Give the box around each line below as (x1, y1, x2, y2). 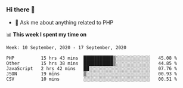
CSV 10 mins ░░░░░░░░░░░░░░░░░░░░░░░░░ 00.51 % (6, 76, 178, 83)
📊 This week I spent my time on (6, 31, 87, 38)
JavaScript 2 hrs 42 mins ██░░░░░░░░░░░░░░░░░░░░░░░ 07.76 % (6, 66, 178, 72)
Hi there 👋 (6, 5, 36, 14)
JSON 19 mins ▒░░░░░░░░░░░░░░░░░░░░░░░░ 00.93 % (6, 71, 178, 77)
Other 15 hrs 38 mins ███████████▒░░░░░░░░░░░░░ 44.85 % (6, 60, 178, 66)
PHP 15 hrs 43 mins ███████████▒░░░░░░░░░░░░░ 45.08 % (6, 55, 178, 62)
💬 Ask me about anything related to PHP (14, 19, 114, 26)
